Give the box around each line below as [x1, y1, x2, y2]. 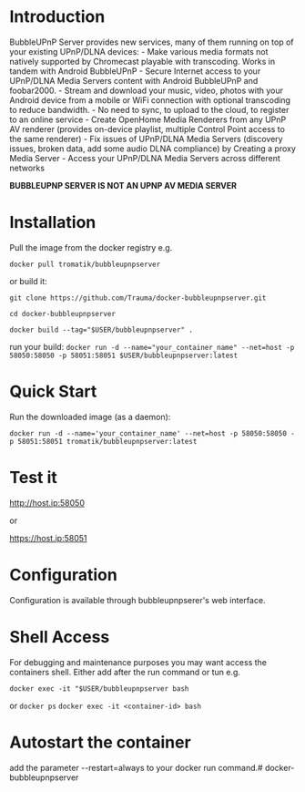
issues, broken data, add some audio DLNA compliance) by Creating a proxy [9, 143, 296, 154]
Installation [9, 212, 97, 233]
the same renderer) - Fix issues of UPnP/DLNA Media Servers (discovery [9, 133, 284, 144]
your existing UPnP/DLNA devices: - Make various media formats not [9, 46, 269, 57]
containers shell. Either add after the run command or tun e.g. [9, 666, 241, 677]
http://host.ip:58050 [9, 497, 85, 508]
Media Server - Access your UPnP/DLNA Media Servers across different [9, 152, 280, 163]
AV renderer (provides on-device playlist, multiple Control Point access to [9, 123, 285, 134]
